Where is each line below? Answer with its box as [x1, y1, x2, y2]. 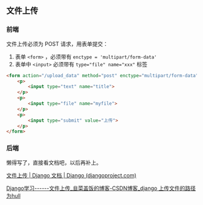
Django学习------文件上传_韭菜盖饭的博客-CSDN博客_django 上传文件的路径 [6, 184, 196, 192]
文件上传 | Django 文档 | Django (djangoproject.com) [6, 171, 137, 179]
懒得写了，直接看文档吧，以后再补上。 [6, 159, 101, 166]
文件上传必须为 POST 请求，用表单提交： [6, 40, 109, 47]
